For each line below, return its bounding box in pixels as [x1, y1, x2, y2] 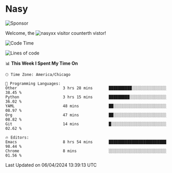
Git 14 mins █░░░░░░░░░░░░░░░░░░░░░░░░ [5, 121, 167, 126]
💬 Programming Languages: [5, 81, 61, 86]
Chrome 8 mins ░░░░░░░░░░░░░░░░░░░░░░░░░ [5, 148, 167, 153]
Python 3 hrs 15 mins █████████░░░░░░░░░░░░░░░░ [5, 94, 167, 100]
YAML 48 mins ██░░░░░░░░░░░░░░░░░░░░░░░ [5, 103, 167, 108]
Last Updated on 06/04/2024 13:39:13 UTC [5, 162, 97, 168]
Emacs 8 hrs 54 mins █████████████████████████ [5, 139, 167, 144]
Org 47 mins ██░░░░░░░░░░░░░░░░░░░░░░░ [5, 112, 167, 118]
